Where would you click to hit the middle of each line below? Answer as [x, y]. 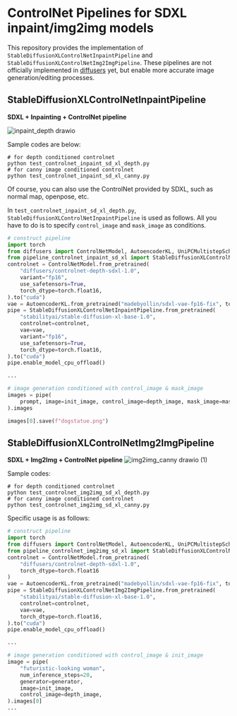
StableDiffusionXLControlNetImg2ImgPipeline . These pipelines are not [110, 62]
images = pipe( [30, 395]
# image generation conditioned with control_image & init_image [105, 655]
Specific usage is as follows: [49, 518]
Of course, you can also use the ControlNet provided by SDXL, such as [110, 189]
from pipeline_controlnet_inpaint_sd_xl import [79, 258]
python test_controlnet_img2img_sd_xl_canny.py [79, 505]
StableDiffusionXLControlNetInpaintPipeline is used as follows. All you [112, 218]
